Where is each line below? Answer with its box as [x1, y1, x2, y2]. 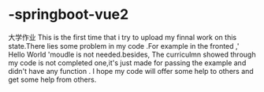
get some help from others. [8, 75, 97, 84]
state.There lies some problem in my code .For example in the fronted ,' [8, 41, 240, 50]
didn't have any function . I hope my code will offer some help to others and [8, 66, 254, 75]
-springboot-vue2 [8, 6, 129, 24]
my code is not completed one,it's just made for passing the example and [8, 57, 247, 68]
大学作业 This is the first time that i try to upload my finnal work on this [8, 32, 237, 42]
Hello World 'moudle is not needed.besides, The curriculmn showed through [8, 50, 256, 59]
